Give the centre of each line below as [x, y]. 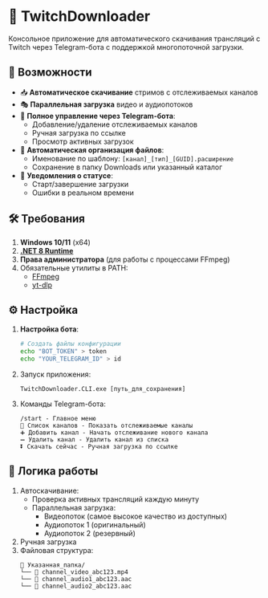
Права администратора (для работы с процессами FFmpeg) [125, 259]
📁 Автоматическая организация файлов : [92, 150]
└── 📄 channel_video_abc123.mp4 [74, 572]
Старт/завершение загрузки [80, 184]
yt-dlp [42, 285]
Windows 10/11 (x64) [55, 242]
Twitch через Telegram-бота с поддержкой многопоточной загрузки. [126, 47]
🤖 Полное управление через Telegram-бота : [97, 116]
